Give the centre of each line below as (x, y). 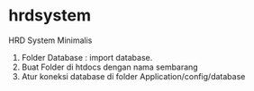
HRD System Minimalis (50, 40)
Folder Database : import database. (87, 57)
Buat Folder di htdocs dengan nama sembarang (110, 67)
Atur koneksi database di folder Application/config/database (133, 76)
